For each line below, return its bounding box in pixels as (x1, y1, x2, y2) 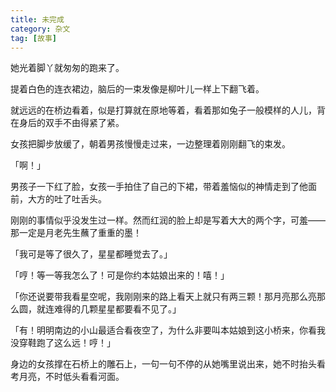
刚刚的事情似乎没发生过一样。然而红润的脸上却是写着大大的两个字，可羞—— (10, 214, 326, 226)
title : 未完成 (10, 14, 65, 25)
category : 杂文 (10, 24, 71, 34)
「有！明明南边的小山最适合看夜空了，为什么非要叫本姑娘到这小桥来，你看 (10, 324, 317, 336)
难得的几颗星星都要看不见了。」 (53, 303, 182, 315)
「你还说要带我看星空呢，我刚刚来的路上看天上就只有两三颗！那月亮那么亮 (10, 291, 317, 303)
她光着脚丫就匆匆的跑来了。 (10, 62, 125, 74)
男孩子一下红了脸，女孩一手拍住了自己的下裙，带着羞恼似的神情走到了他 (10, 181, 308, 193)
